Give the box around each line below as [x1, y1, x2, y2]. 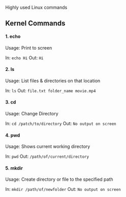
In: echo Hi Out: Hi [5, 55, 44, 61]
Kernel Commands [5, 19, 66, 28]
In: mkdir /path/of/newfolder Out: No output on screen [5, 186, 121, 192]
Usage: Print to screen [5, 44, 52, 51]
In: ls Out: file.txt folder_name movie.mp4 [5, 87, 96, 93]
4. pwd [5, 132, 20, 138]
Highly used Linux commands [5, 5, 68, 10]
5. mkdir [5, 165, 23, 171]
